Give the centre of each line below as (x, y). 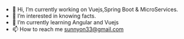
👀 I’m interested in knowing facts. (54, 16)
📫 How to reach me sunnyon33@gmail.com (68, 29)
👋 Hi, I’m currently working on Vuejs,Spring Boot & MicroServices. (95, 9)
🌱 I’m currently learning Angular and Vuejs (65, 22)
